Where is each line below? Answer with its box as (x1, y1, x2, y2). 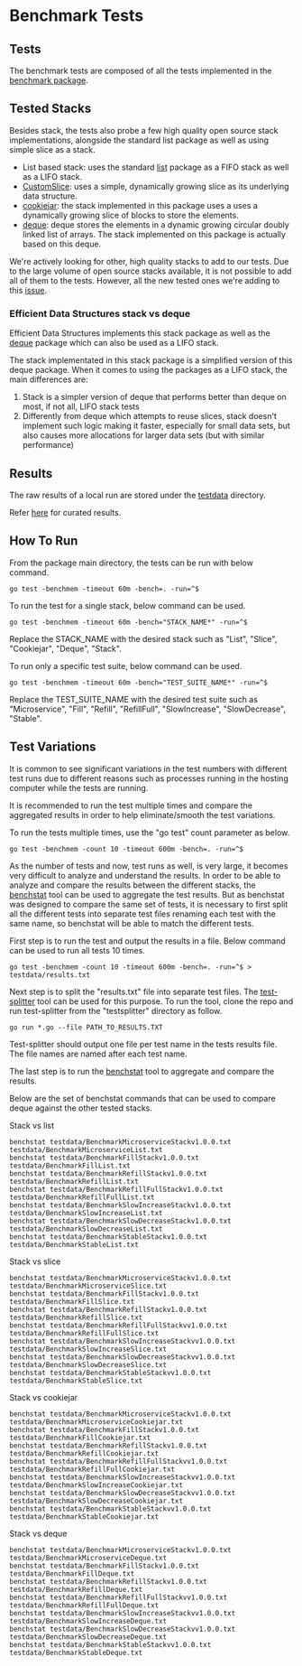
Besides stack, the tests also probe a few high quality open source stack (9, 125, 279, 135)
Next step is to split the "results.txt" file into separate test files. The (9, 986, 259, 997)
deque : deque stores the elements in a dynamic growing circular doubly (22, 219, 290, 230)
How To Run (9, 534, 78, 549)
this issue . (9, 284, 48, 295)
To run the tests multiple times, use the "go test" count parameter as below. (9, 827, 290, 838)
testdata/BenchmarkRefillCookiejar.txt (9, 1448, 160, 1458)
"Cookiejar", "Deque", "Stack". (9, 643, 122, 654)
